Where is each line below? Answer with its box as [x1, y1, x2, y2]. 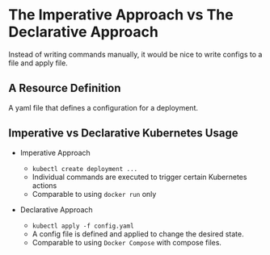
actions [32, 180, 57, 190]
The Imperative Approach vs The [8, 6, 234, 24]
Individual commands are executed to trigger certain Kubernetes [32, 172, 247, 182]
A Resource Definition [8, 82, 121, 95]
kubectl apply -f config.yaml [32, 222, 135, 230]
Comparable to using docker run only [32, 189, 157, 199]
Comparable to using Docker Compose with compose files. [32, 237, 222, 247]
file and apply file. [8, 58, 69, 68]
